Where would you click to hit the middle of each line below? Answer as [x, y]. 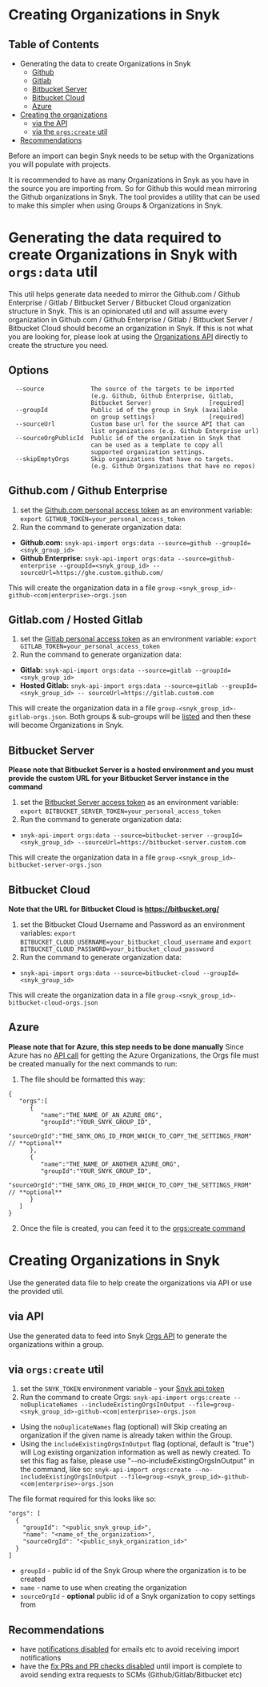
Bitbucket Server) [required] [168, 403]
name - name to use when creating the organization [103, 1588]
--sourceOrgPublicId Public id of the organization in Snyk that [128, 438]
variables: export [48, 933]
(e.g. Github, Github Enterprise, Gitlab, [162, 396]
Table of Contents [54, 45]
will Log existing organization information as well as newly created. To [135, 1452]
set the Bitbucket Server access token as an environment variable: [129, 803]
